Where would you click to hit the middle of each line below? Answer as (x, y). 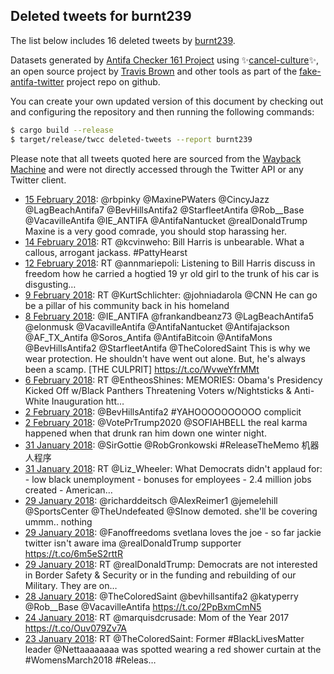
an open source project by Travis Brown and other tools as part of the (154, 71)
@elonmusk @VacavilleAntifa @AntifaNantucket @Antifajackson (157, 326)
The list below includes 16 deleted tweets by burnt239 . (123, 40)
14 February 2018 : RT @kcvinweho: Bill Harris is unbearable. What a (164, 241)
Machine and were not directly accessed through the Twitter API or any (157, 169)
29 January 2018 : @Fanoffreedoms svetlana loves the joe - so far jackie (173, 532)
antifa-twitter (37, 81)
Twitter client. (38, 180)
